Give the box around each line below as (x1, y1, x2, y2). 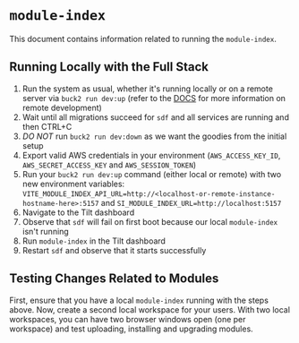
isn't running (21, 226, 69, 236)
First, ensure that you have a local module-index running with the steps (9, 295, 269, 305)
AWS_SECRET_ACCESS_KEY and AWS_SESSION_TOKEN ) (21, 159, 197, 170)
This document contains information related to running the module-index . (9, 33, 278, 44)
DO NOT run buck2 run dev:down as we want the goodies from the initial (21, 131, 287, 141)
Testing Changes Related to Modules (9, 271, 219, 287)
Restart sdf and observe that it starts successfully (21, 244, 207, 255)
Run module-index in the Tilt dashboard (21, 236, 166, 246)
